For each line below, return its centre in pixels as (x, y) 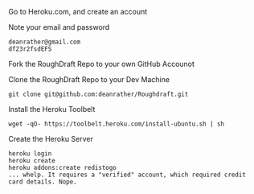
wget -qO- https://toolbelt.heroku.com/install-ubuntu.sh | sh (117, 124)
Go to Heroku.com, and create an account (78, 12)
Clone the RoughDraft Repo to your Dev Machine (89, 79)
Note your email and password (59, 27)
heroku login (30, 154)
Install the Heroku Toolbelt (52, 109)
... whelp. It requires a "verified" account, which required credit (127, 175)
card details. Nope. (43, 182)
